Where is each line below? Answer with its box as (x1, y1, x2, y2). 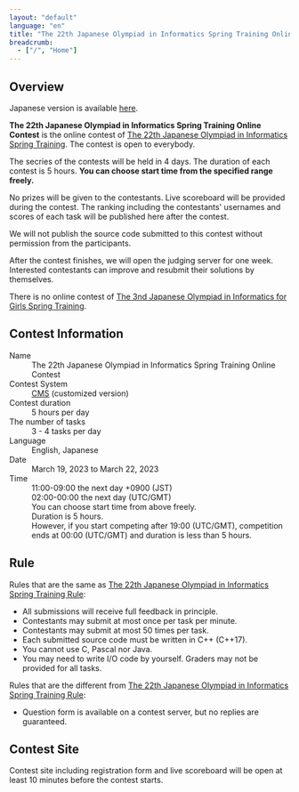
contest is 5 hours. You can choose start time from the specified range (9, 166, 273, 176)
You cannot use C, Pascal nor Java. (21, 643, 153, 654)
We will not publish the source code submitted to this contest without (9, 228, 263, 238)
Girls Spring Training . (9, 300, 87, 311)
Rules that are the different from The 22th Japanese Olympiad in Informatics (9, 680, 289, 691)
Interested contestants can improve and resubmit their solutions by (9, 264, 255, 275)
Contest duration (9, 397, 71, 408)
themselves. (9, 273, 54, 285)
